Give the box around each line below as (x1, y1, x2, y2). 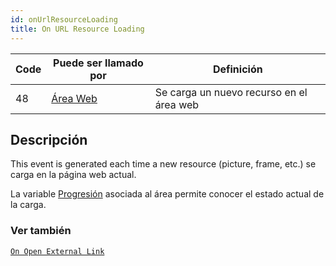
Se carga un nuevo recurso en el (154, 85, 308, 99)
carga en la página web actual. (10, 169, 137, 181)
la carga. (10, 199, 47, 211)
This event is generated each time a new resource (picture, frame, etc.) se (10, 158, 317, 170)
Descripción (10, 131, 88, 148)
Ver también (10, 224, 72, 238)
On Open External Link (10, 246, 105, 256)
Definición (212, 62, 263, 76)
